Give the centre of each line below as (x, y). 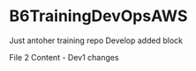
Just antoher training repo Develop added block (96, 40)
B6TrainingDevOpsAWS (98, 16)
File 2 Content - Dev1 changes (64, 57)
